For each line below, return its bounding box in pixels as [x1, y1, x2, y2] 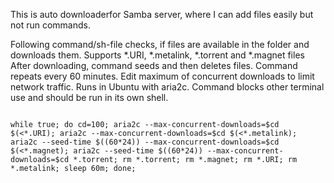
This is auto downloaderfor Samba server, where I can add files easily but [10, 9, 314, 20]
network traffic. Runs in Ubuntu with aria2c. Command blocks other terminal [10, 81, 325, 93]
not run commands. [10, 19, 91, 31]
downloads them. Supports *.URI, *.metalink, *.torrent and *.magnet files [10, 49, 305, 61]
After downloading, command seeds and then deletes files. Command [10, 60, 298, 71]
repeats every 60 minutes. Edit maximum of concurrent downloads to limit [10, 70, 315, 82]
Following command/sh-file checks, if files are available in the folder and [10, 39, 310, 50]
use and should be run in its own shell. [10, 92, 169, 103]
